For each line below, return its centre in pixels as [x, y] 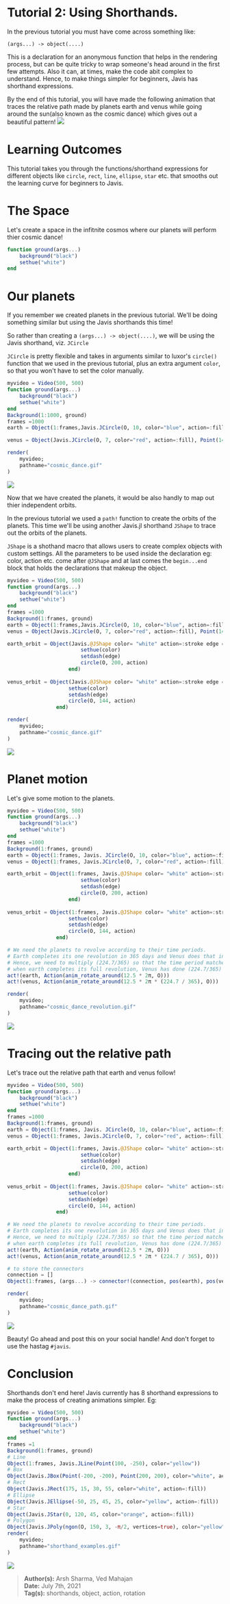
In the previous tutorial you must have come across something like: [102, 32]
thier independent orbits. [42, 505]
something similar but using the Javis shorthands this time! [90, 323]
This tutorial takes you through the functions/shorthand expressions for [108, 168]
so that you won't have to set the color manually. [76, 371]
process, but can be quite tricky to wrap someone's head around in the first [114, 64]
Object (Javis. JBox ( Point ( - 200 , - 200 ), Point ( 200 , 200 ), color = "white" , [111, 1476]
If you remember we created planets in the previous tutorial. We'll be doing [112, 315]
